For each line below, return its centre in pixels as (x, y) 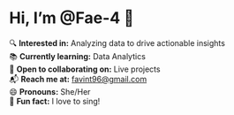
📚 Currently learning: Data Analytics (77, 56)
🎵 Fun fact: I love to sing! (55, 101)
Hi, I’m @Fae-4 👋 (72, 18)
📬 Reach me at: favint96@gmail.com (78, 79)
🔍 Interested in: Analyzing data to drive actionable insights (117, 42)
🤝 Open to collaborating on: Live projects (85, 69)
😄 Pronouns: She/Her (50, 91)
